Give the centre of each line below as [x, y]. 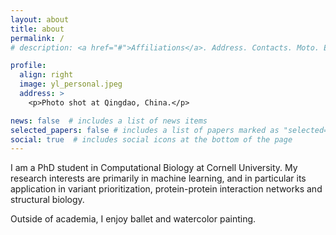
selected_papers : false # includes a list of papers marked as [145, 130]
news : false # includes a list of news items [109, 121]
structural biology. [47, 200]
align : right [46, 75]
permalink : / [37, 38]
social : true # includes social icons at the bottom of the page [151, 139]
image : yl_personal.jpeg [71, 84]
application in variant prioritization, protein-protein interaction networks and [166, 189]
